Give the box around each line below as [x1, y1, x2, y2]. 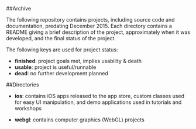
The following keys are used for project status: [6, 46, 118, 53]
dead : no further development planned [14, 70, 108, 76]
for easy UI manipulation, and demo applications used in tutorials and [14, 99, 182, 106]
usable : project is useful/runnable [14, 64, 97, 71]
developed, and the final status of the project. [6, 35, 116, 41]
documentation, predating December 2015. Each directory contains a [6, 23, 173, 29]
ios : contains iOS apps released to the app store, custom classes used [14, 93, 185, 99]
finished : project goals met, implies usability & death [14, 58, 142, 64]
